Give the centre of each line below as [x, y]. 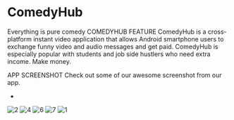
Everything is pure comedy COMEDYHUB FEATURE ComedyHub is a [107, 32]
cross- [217, 32]
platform [19, 39]
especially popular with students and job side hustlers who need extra [109, 54]
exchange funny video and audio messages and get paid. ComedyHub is [113, 46]
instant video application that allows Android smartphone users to [128, 39]
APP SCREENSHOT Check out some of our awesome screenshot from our [115, 75]
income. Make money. [39, 61]
